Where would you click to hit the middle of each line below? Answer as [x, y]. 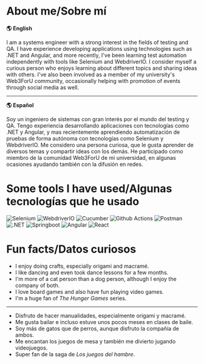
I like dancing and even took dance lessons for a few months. [92, 272]
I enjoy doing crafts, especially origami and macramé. [82, 266]
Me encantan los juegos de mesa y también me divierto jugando [95, 341]
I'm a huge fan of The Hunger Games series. [71, 298]
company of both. [37, 285]
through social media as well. [43, 87]
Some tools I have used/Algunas [89, 189]
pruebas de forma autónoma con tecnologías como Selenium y [85, 138]
